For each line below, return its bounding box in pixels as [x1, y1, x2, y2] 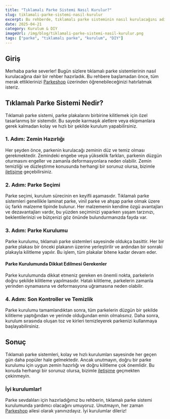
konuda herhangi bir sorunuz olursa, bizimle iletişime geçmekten [5, 367, 140, 373]
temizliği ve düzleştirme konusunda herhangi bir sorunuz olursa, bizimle [5, 163, 155, 169]
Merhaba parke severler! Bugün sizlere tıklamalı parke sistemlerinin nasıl [5, 68, 156, 74]
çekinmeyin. [5, 373, 31, 379]
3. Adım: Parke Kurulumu [5, 227, 68, 234]
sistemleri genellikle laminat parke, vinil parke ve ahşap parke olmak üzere [5, 198, 160, 204]
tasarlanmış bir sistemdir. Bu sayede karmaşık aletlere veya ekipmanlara [5, 118, 155, 124]
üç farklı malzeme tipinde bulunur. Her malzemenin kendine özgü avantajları [5, 204, 163, 210]
